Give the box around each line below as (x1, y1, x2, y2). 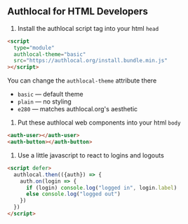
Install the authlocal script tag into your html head (17, 24, 159, 32)
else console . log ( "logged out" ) (25, 190, 121, 198)
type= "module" (13, 44, 55, 51)
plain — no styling (17, 97, 72, 106)
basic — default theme (17, 90, 83, 99)
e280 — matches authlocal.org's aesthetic (17, 105, 138, 113)
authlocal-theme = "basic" (13, 50, 86, 58)
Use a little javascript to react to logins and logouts (17, 150, 165, 160)
